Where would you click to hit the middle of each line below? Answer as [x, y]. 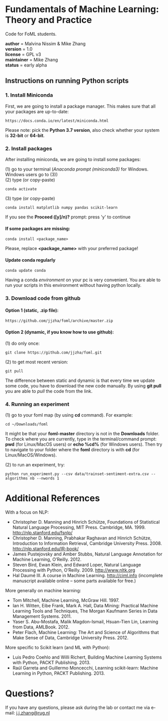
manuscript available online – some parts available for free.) [74, 581]
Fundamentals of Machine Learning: [82, 9]
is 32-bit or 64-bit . [25, 135]
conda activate [21, 189]
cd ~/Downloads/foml [27, 424]
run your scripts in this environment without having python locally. [73, 285]
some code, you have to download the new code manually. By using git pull [83, 385]
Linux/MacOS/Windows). [31, 455]
